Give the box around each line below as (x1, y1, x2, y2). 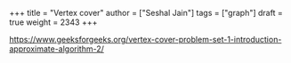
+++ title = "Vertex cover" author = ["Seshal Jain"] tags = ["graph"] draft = (9, 8, 283, 18)
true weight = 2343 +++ (9, 17, 98, 28)
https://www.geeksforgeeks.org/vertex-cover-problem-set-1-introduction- (9, 35, 282, 44)
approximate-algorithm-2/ (9, 43, 105, 54)
